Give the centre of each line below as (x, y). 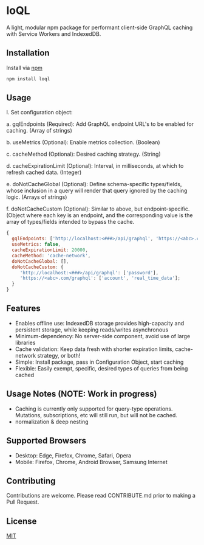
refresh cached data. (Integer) (44, 172)
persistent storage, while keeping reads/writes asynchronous (92, 330)
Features (23, 309)
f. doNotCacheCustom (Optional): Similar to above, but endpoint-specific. (98, 209)
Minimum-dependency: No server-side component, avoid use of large (103, 336)
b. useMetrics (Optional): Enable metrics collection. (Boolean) (83, 142)
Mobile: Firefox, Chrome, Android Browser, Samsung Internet (91, 462)
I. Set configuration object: (39, 113)
